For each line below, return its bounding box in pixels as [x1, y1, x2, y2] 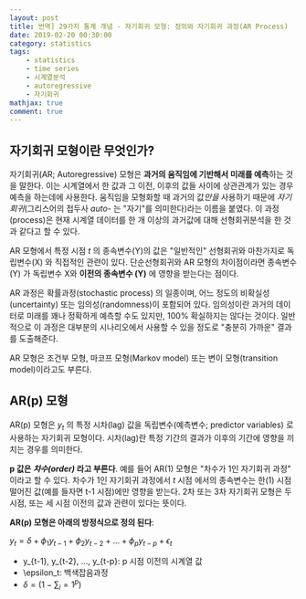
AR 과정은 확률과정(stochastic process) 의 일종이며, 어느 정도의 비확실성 [9, 288, 270, 299]
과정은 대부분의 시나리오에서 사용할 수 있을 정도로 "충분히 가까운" [43, 321, 276, 333]
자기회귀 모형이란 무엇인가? [9, 142, 155, 158]
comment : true [9, 107, 64, 116]
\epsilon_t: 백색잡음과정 [22, 567, 109, 578]
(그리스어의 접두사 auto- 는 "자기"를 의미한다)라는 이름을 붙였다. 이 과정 [24, 203, 280, 215]
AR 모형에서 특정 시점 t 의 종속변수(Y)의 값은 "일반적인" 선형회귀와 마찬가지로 [9, 246, 285, 257]
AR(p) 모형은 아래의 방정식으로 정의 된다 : [9, 517, 154, 528]
